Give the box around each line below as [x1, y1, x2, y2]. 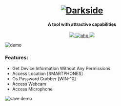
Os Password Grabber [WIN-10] [12, 75, 76, 82]
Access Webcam [12, 81, 46, 87]
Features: [5, 54, 28, 61]
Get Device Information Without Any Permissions [12, 65, 111, 71]
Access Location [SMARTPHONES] [12, 71, 83, 76]
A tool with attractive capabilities [48, 21, 116, 27]
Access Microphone [12, 86, 53, 92]
